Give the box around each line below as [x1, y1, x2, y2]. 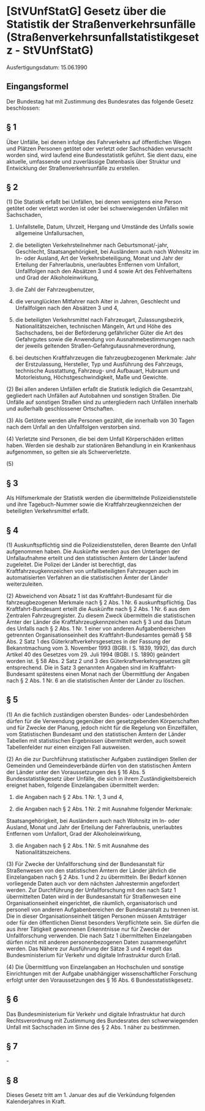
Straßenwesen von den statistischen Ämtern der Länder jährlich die [6, 866, 176, 874]
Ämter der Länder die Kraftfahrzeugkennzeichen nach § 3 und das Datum [6, 618, 192, 626]
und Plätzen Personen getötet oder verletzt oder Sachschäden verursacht [6, 145, 193, 152]
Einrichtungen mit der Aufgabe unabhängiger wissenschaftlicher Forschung [6, 969, 197, 977]
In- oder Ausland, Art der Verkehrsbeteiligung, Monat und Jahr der [15, 254, 184, 262]
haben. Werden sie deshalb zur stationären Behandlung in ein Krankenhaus [6, 442, 196, 449]
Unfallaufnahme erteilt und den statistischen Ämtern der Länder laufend [6, 555, 188, 561]
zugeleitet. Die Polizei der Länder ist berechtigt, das [6, 561, 136, 568]
